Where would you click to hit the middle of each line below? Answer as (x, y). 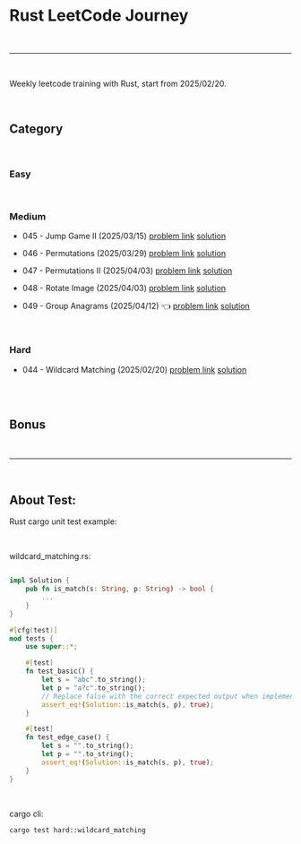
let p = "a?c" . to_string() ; (94, 688)
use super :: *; (52, 647)
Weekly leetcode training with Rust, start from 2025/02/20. (118, 83)
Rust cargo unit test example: (63, 521)
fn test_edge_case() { (68, 737)
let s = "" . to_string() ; (88, 746)
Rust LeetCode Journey (99, 16)
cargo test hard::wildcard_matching (77, 830)
